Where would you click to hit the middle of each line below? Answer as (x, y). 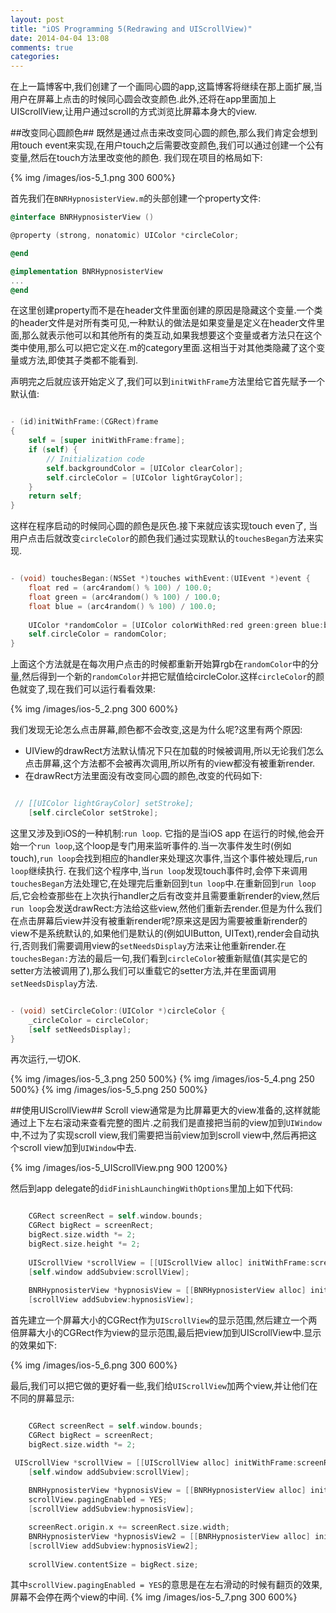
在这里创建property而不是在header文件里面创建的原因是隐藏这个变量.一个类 (166, 310)
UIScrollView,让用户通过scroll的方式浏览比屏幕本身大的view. (134, 112)
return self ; (55, 496)
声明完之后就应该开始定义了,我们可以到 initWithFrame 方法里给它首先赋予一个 (168, 382)
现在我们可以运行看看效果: (102, 689)
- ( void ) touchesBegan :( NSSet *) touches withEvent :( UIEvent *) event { (160, 579)
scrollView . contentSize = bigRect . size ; (113, 1564)
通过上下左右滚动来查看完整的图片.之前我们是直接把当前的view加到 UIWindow (166, 1123)
